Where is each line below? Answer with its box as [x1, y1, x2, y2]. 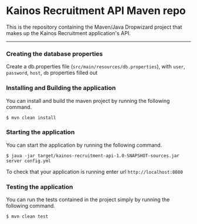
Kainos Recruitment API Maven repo [6, 4, 186, 18]
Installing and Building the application [6, 84, 116, 92]
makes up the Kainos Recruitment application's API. [6, 29, 131, 36]
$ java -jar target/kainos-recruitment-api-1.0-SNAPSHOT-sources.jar [6, 153, 180, 158]
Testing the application [6, 182, 73, 191]
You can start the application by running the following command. [6, 142, 162, 149]
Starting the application [6, 128, 75, 136]
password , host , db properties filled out [6, 69, 98, 77]
